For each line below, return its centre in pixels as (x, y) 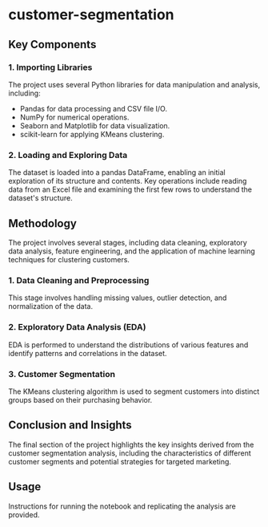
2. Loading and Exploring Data (68, 155)
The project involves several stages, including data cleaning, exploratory (128, 242)
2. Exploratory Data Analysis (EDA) (77, 327)
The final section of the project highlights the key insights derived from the (131, 444)
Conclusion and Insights (70, 426)
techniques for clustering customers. (69, 259)
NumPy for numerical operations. (74, 117)
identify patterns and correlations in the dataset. (88, 353)
